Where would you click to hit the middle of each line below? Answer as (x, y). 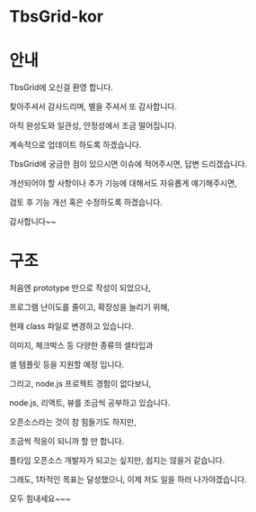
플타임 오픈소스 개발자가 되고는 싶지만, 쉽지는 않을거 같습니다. (117, 461)
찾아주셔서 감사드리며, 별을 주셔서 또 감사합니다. (93, 106)
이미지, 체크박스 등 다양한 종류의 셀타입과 (81, 345)
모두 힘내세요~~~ (40, 498)
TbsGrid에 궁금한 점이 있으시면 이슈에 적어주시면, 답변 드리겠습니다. (128, 164)
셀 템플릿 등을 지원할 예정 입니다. (67, 365)
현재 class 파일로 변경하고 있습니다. (72, 326)
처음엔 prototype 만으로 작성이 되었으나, (80, 288)
